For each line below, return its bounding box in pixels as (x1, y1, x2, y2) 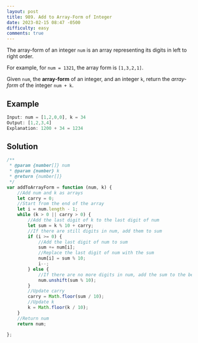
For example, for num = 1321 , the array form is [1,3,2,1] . (6, 64, 144, 71)
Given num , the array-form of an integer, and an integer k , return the (6, 76, 170, 83)
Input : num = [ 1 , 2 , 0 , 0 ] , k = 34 (6, 114, 86, 120)
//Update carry (28, 288, 65, 294)
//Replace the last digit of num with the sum (38, 250, 155, 256)
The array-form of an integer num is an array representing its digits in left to (6, 46, 187, 53)
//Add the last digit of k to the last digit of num (28, 217, 160, 223)
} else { (28, 266, 49, 272)
